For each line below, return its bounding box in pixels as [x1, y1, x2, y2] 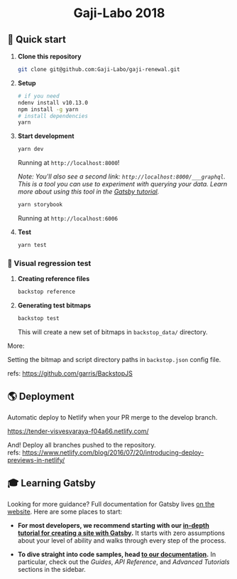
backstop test [17, 315, 60, 322]
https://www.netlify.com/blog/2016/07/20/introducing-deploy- [22, 448, 204, 457]
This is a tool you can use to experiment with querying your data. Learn [17, 180, 228, 188]
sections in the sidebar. [17, 565, 87, 573]
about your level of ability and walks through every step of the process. [17, 536, 226, 545]
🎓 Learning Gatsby [7, 477, 96, 489]
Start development [17, 132, 75, 140]
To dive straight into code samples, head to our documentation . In [17, 550, 216, 558]
